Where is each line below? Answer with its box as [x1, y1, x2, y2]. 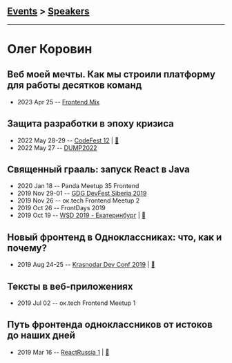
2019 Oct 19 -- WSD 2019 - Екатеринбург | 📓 [17, 211, 146, 220]
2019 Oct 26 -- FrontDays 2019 [17, 204, 106, 212]
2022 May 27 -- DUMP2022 [17, 143, 98, 151]
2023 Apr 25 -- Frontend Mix [17, 97, 100, 106]
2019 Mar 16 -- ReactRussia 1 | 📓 [17, 348, 110, 356]
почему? [7, 242, 47, 254]
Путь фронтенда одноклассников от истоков [7, 319, 213, 331]
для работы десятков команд [7, 80, 142, 91]
